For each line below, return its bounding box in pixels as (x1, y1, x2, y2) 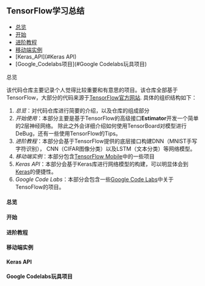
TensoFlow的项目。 (15, 183, 65, 191)
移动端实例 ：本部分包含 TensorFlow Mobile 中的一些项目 (15, 152, 155, 160)
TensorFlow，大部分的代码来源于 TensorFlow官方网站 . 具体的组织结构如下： (6, 94, 197, 101)
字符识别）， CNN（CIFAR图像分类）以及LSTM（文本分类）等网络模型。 (15, 145, 196, 152)
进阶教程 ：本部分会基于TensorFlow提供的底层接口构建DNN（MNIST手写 (15, 137, 198, 145)
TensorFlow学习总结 (6, 5, 84, 16)
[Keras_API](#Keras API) (15, 53, 77, 60)
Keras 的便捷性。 (15, 167, 57, 175)
